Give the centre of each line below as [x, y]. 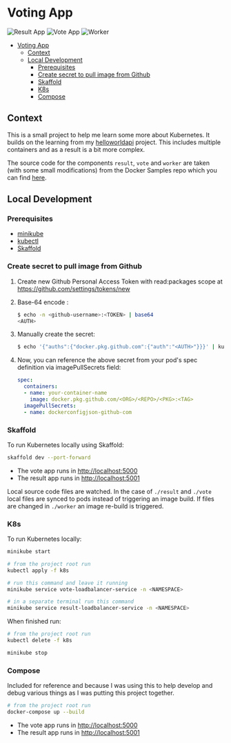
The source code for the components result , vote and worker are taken [109, 163]
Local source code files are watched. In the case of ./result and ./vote [109, 491]
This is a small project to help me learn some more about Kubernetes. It [109, 135]
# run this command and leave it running [68, 583]
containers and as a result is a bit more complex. [76, 149]
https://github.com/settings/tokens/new [73, 288]
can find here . [27, 177]
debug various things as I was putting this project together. [91, 693]
